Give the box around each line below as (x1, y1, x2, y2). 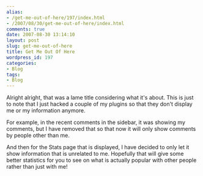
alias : (6, 9, 23, 15)
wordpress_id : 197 (6, 54, 53, 61)
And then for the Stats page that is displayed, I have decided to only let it (6, 144, 190, 151)
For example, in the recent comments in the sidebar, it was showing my (6, 119, 185, 126)
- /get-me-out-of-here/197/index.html (6, 15, 105, 21)
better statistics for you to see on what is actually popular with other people (6, 156, 197, 164)
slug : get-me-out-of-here (6, 43, 72, 50)
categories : (6, 60, 37, 66)
